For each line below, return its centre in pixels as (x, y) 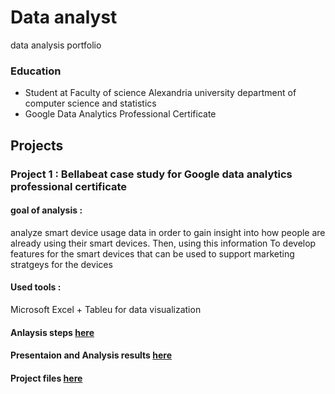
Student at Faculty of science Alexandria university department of (160, 93)
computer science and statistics (90, 103)
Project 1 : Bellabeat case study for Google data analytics (151, 174)
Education (36, 71)
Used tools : (36, 287)
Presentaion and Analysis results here (91, 355)
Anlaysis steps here (52, 332)
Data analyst (64, 17)
